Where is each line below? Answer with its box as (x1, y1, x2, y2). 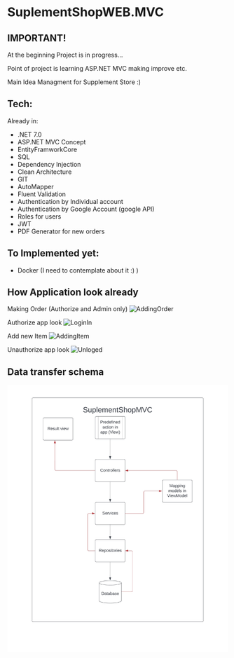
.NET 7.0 (17, 130, 42, 139)
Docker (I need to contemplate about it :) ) (17, 266, 139, 274)
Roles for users (17, 212, 62, 221)
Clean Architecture (17, 167, 72, 176)
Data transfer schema (7, 366, 104, 378)
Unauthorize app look (7, 345, 70, 354)
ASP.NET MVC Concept (17, 137, 86, 146)
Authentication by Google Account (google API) (17, 205, 155, 213)
